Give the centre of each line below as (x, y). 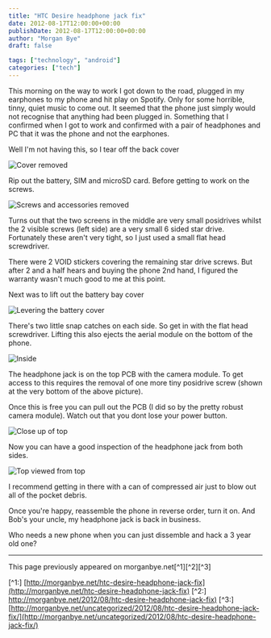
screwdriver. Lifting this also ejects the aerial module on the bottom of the (131, 334)
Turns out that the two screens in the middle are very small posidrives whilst (135, 220)
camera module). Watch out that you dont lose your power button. (118, 415)
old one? (23, 543)
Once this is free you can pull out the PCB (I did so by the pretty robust (126, 407)
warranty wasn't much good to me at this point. (87, 278)
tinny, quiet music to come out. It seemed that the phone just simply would (132, 108)
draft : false (30, 46)
